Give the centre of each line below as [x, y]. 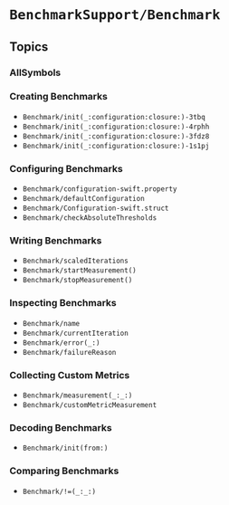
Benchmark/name [51, 323]
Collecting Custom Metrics [70, 375]
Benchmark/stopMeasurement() [77, 281]
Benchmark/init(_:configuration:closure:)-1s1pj [116, 146]
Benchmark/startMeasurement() [80, 271]
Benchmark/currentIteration [75, 333]
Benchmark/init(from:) [65, 448]
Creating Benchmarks [59, 97]
